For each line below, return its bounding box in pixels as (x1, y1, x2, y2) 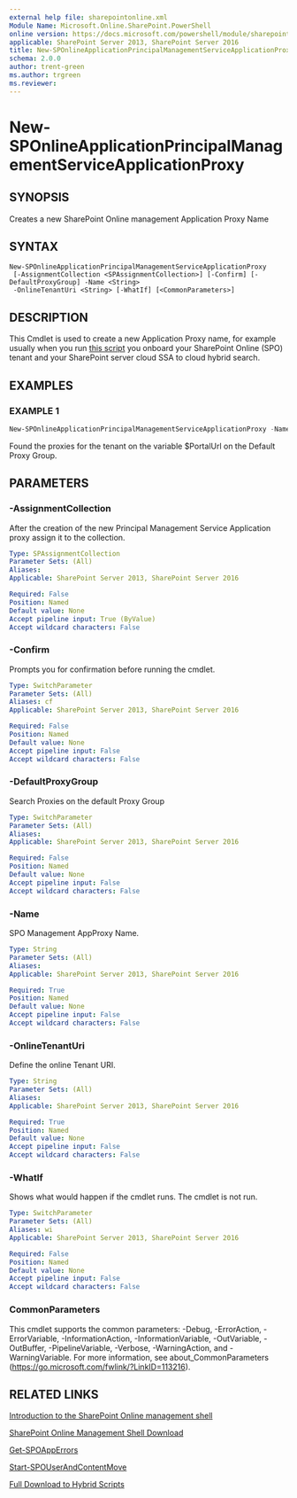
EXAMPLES (9, 378, 73, 393)
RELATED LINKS (9, 1386, 99, 1401)
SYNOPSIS (9, 190, 70, 205)
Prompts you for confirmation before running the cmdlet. (9, 664, 216, 675)
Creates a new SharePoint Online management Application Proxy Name (9, 214, 270, 224)
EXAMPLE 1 (9, 404, 60, 417)
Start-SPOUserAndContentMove (9, 1462, 127, 1472)
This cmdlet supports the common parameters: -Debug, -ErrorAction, (9, 1323, 263, 1334)
